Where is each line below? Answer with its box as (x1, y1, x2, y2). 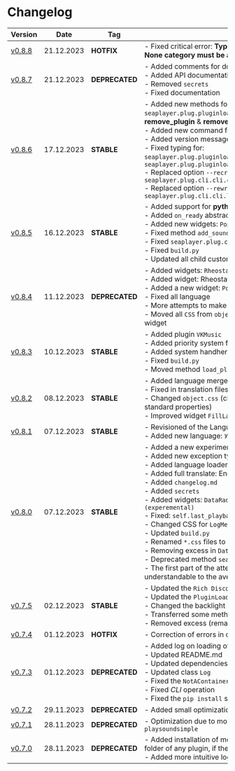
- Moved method (144, 364, 201, 374)
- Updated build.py (144, 528, 210, 538)
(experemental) (144, 503, 195, 511)
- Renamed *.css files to (144, 536, 226, 546)
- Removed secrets (144, 78, 209, 88)
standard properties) (144, 402, 212, 412)
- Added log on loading (144, 641, 222, 651)
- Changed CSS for (144, 519, 208, 529)
